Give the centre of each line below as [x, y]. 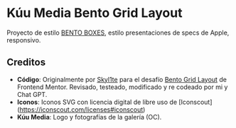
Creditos [26, 63]
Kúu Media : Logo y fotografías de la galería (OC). [89, 117]
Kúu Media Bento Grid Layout [95, 13]
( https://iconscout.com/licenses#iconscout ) [81, 109]
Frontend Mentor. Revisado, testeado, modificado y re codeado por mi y [122, 87]
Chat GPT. [32, 94]
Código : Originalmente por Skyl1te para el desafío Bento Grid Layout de [122, 79]
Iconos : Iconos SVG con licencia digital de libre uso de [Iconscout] [114, 102]
